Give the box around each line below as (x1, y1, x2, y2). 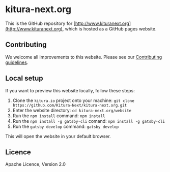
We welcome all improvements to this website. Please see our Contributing (5, 54, 162, 60)
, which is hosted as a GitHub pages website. (62, 25, 157, 31)
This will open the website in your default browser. (5, 133, 111, 139)
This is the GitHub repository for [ (5, 20, 75, 26)
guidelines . (5, 59, 29, 65)
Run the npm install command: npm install (12, 113, 105, 119)
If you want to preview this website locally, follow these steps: (5, 87, 135, 93)
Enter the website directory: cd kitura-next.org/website (12, 107, 131, 113)
